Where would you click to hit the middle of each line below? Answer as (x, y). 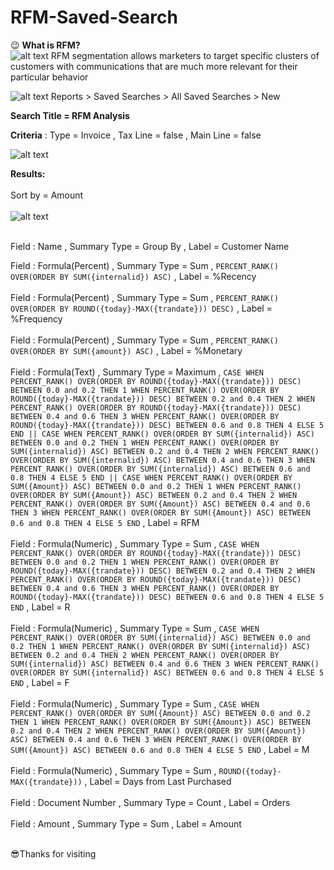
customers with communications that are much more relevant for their (154, 66)
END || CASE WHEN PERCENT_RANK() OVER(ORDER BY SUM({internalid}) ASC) (162, 434)
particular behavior (49, 77)
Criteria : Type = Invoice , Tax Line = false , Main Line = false (136, 135)
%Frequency (36, 318)
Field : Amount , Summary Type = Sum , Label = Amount (126, 823)
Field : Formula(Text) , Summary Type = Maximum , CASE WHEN (137, 372)
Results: (28, 173)
